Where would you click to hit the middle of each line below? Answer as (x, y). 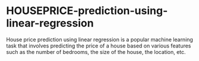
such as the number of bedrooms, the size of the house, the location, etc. (96, 52)
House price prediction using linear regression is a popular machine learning (99, 39)
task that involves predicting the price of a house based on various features (99, 46)
